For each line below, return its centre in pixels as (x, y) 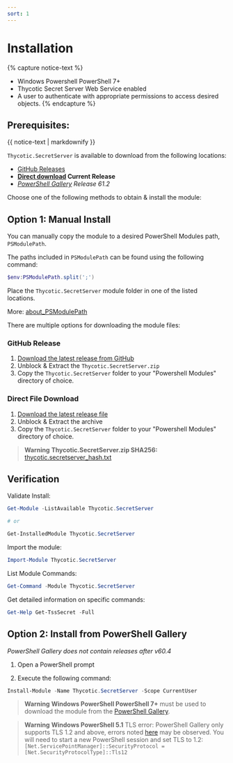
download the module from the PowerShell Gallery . (97, 711)
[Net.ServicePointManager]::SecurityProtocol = (94, 747)
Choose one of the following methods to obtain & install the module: (104, 198)
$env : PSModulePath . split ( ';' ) (51, 277)
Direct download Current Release (66, 177)
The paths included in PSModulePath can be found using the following (105, 257)
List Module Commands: (42, 573)
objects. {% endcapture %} (56, 103)
